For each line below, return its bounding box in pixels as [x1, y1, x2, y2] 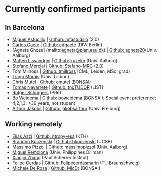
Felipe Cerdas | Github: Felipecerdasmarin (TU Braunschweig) [12, 160, 140, 166]
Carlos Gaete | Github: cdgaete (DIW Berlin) [12, 42, 103, 48]
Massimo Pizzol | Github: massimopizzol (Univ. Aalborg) [12, 144, 128, 150]
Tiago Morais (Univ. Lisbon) [12, 74, 70, 79]
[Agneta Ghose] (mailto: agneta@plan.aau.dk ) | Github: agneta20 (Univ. [12, 47, 157, 53]
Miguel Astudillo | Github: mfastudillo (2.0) [12, 36, 99, 42]
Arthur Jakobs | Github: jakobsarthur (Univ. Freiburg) [12, 106, 121, 111]
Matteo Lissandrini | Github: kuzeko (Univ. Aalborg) [12, 58, 118, 63]
